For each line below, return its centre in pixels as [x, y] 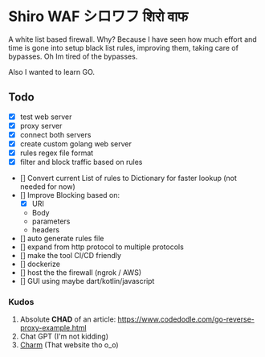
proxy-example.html [53, 328]
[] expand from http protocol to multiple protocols [102, 247]
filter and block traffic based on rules [81, 162]
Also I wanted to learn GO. [51, 72]
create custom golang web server [76, 144]
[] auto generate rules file [62, 239]
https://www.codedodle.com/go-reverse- [186, 319]
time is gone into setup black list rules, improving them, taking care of [124, 47]
